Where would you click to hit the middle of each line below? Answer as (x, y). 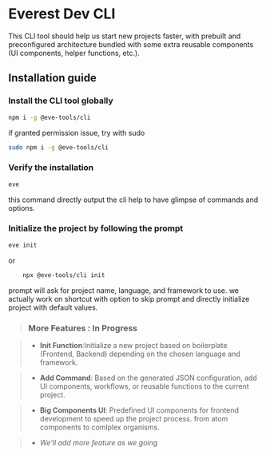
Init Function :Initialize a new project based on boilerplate (133, 345)
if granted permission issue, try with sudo (77, 133)
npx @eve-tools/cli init (64, 275)
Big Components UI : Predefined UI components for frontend (139, 410)
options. (22, 208)
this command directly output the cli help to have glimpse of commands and (133, 200)
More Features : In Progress (83, 328)
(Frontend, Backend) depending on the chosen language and (140, 354)
